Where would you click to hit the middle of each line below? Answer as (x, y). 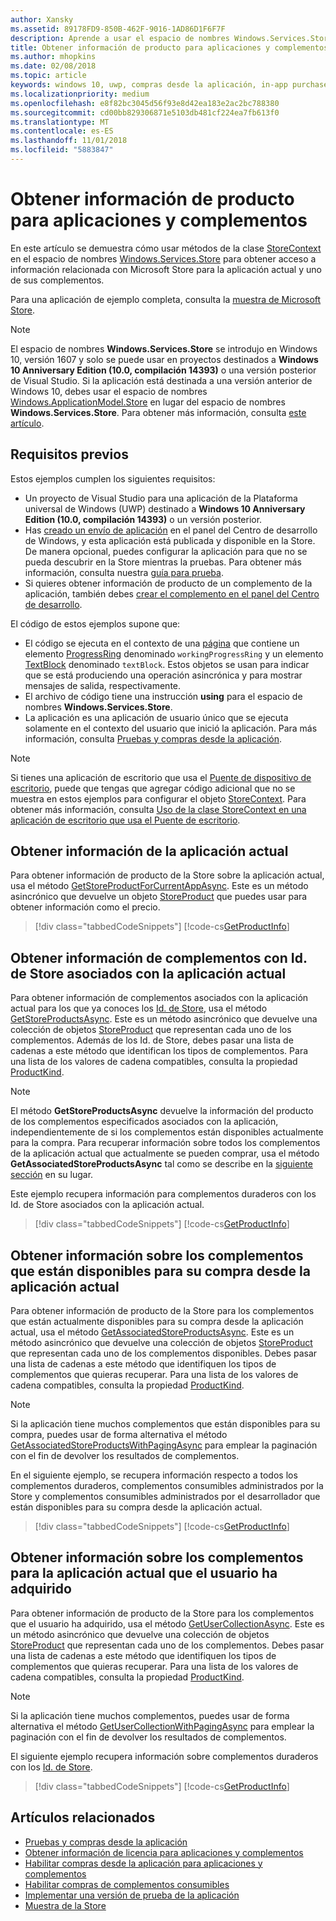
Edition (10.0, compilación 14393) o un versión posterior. (143, 519)
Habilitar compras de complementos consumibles (127, 1884)
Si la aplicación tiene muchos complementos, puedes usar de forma (150, 1715)
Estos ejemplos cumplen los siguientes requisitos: (113, 478)
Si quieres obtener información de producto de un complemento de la (168, 583)
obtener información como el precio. (85, 907)
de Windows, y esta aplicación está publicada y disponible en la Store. (170, 540)
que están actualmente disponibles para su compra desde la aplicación (157, 1322)
